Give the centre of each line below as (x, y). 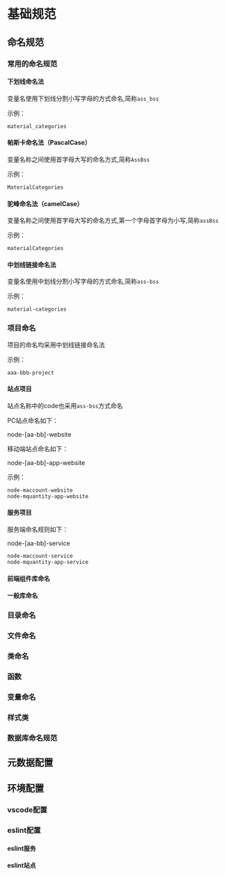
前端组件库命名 (29, 578)
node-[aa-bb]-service (39, 543)
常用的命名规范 (32, 63)
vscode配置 (27, 810)
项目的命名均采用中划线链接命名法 (56, 345)
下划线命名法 (25, 81)
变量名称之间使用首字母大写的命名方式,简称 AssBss (78, 159)
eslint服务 (22, 848)
